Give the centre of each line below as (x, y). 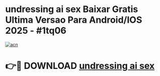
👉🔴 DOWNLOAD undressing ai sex (80, 66)
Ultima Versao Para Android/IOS (74, 20)
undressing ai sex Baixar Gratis (72, 9)
